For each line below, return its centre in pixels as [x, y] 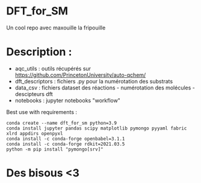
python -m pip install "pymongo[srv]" [55, 149]
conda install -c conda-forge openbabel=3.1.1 [66, 139]
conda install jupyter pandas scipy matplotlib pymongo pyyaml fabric [97, 128]
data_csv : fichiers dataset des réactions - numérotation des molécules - [105, 88]
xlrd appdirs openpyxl [35, 133]
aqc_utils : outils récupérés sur [53, 68]
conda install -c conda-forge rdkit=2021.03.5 [66, 144]
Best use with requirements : [42, 112]
